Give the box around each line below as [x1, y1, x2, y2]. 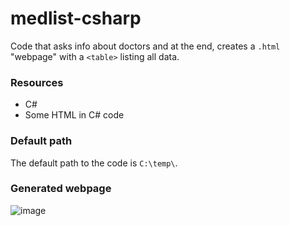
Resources [10, 75, 64, 89]
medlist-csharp [10, 7, 142, 30]
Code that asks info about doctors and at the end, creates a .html [10, 40, 281, 52]
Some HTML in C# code [24, 109, 125, 121]
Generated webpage [10, 182, 112, 196]
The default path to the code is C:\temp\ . [10, 157, 178, 169]
